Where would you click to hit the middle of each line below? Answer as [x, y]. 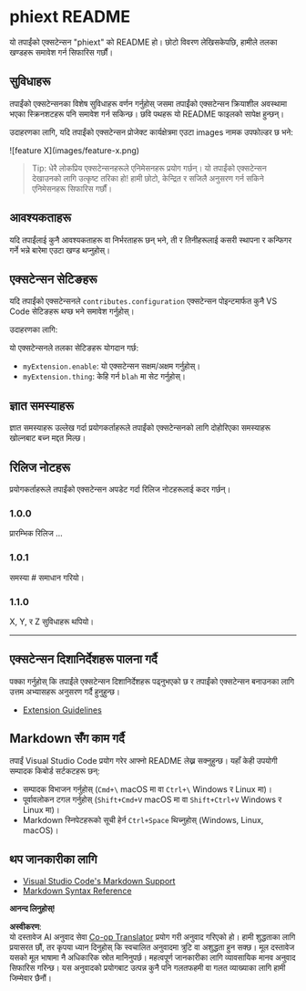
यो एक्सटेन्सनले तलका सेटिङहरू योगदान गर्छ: [74, 348]
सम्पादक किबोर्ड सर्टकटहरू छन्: [55, 771]
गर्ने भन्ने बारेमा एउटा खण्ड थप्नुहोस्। [60, 250]
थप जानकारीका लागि [53, 859]
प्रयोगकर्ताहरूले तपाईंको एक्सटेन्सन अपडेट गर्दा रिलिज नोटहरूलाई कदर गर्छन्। [120, 489]
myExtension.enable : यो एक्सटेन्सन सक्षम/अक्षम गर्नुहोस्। [112, 366]
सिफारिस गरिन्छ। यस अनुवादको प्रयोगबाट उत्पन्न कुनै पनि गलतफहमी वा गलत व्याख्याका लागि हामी [148, 968]
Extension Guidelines [62, 710]
